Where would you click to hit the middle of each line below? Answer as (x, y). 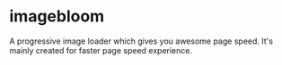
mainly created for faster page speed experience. (101, 50)
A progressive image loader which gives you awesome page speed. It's (141, 41)
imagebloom (57, 16)
